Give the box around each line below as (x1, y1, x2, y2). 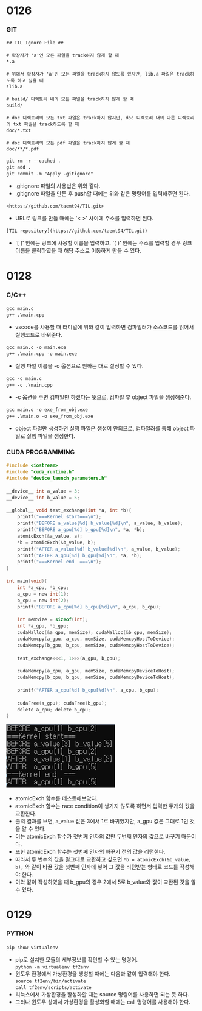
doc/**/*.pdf (6, 146, 39, 152)
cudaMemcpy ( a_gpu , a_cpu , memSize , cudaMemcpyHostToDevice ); (17, 636, 175, 642)
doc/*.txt (6, 127, 32, 134)
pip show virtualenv (6, 945, 59, 951)
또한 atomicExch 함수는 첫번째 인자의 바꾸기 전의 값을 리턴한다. (15, 848, 166, 856)
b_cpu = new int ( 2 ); (17, 597, 69, 604)
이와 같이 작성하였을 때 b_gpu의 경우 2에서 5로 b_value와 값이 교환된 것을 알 (15, 878, 196, 886)
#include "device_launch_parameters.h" (6, 476, 107, 482)
